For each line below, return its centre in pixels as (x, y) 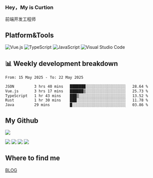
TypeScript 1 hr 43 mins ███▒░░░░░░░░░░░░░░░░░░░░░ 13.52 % (77, 96)
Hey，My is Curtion (29, 7)
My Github (22, 120)
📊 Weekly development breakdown (62, 64)
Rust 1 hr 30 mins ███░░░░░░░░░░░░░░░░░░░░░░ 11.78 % (77, 100)
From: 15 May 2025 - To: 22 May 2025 (44, 77)
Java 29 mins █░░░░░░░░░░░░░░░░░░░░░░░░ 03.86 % (77, 105)
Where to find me (33, 158)
